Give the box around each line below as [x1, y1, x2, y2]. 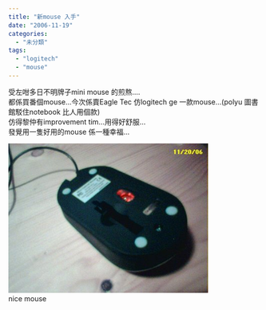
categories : [8, 29, 48, 37]
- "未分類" [15, 38, 48, 46]
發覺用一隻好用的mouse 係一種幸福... [8, 127, 130, 136]
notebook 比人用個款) [29, 107, 101, 116]
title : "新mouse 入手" [8, 13, 81, 21]
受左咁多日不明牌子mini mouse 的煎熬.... [8, 87, 141, 96]
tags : [8, 46, 26, 55]
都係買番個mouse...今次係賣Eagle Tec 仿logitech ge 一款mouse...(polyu [8, 96, 243, 107]
